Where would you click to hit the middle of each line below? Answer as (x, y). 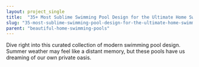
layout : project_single (36, 12)
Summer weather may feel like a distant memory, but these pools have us (96, 52)
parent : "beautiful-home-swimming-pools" (58, 28)
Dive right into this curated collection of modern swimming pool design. (93, 45)
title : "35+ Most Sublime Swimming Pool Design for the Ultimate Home (96, 17)
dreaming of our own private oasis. (49, 58)
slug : (13, 23)
